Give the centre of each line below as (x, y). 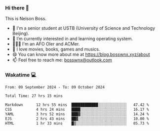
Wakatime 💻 (21, 75)
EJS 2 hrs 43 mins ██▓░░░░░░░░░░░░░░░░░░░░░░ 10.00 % (77, 119)
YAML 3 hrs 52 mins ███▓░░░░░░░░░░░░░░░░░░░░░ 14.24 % (77, 114)
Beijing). (21, 34)
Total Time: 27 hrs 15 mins (34, 96)
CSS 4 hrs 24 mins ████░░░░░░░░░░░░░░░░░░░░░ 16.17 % (77, 110)
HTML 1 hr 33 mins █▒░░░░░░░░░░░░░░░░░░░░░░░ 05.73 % (77, 123)
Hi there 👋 (17, 8)
